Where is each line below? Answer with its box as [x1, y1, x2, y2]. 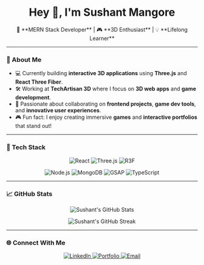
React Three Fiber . [15, 78, 63, 86]
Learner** [89, 35, 115, 42]
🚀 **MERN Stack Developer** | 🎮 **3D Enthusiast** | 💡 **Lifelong [16, 25, 188, 33]
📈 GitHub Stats [6, 190, 53, 198]
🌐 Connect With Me [6, 238, 66, 247]
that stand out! [15, 122, 52, 130]
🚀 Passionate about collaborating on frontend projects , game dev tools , [15, 100, 196, 108]
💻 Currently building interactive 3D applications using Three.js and [15, 70, 187, 77]
